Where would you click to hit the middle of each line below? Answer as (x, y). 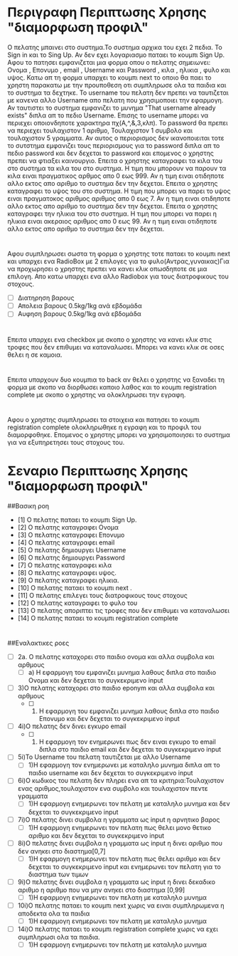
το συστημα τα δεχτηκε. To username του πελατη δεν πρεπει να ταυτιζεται (118, 93)
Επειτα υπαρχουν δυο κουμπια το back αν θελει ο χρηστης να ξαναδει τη (116, 379)
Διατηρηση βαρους (46, 298)
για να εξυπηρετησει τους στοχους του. (66, 442)
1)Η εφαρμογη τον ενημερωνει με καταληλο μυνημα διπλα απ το (124, 765)
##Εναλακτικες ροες (38, 643)
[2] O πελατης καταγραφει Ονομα (68, 527)
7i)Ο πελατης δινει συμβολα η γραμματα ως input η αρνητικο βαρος (119, 819)
